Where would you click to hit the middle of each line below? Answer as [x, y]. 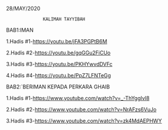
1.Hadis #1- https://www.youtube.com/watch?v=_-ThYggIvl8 [78, 98]
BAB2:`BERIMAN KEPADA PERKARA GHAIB [58, 87]
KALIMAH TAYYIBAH [64, 19]
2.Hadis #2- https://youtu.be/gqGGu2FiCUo [58, 53]
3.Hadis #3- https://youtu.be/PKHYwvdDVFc [59, 64]
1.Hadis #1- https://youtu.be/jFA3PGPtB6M [57, 41]
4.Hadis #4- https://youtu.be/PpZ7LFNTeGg [59, 75]
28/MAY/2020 [23, 8]
